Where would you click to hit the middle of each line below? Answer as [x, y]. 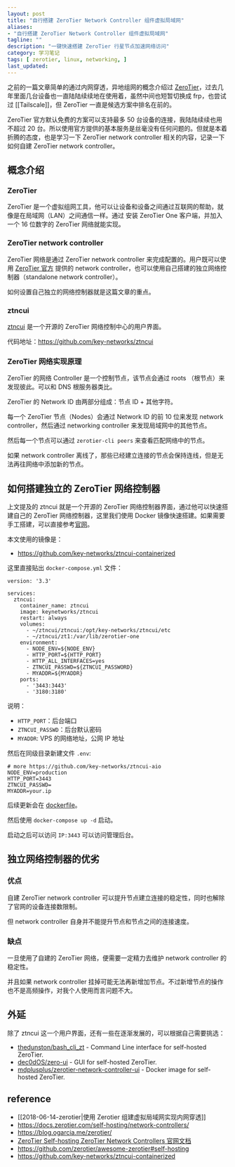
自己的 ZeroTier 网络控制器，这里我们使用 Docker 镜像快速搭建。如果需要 [119, 516]
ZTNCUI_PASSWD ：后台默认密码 [59, 730]
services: [22, 594]
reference [29, 1099]
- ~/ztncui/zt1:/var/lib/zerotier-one [82, 637]
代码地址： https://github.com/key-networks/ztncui [80, 341]
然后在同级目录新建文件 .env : [49, 754]
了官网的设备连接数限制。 [44, 906]
